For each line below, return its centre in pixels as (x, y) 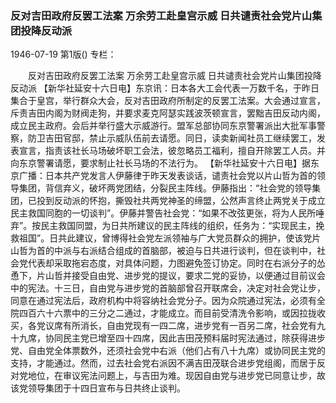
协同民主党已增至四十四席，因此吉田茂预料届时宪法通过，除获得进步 (185, 338)
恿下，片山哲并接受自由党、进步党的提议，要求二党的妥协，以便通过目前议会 (168, 276)
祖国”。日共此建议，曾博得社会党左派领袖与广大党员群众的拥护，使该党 (165, 238)
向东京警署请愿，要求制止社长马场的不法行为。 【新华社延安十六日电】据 (160, 163)
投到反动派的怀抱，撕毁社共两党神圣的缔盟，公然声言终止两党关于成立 (181, 201)
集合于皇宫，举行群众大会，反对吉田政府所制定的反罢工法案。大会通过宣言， (168, 101)
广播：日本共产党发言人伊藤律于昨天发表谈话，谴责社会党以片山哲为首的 (167, 176)
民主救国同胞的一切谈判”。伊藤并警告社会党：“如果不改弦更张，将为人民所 (163, 213)
